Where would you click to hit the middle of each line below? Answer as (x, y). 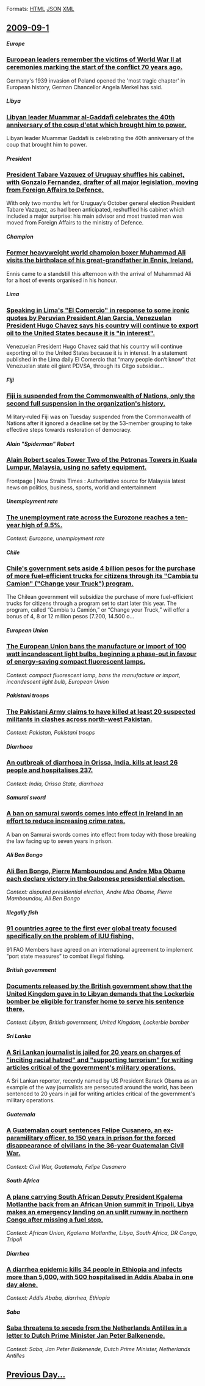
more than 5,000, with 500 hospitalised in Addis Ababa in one (100, 1277)
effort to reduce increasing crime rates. (66, 821)
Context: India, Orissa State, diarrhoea (55, 784)
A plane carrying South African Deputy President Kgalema (95, 1196)
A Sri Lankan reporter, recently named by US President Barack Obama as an (102, 1081)
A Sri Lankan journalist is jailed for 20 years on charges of (94, 1052)
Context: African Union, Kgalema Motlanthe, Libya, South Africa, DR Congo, (102, 1232)
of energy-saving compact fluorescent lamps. (76, 662)
